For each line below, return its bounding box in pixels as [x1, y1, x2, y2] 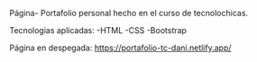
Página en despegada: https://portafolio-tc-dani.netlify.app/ [9, 42, 232, 53]
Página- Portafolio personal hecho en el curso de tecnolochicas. [9, 8, 249, 18]
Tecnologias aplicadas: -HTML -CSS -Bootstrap [9, 25, 188, 35]
